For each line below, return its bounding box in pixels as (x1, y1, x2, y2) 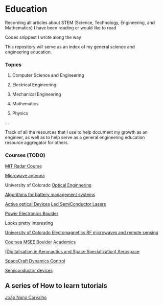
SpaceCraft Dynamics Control (5, 258, 65, 264)
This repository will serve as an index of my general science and (5, 44, 135, 49)
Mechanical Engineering (12, 92, 61, 97)
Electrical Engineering (12, 82, 57, 88)
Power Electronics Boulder (5, 211, 59, 216)
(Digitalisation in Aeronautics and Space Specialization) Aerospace (5, 248, 140, 254)
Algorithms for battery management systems (5, 191, 95, 197)
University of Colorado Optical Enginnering (5, 182, 92, 188)
